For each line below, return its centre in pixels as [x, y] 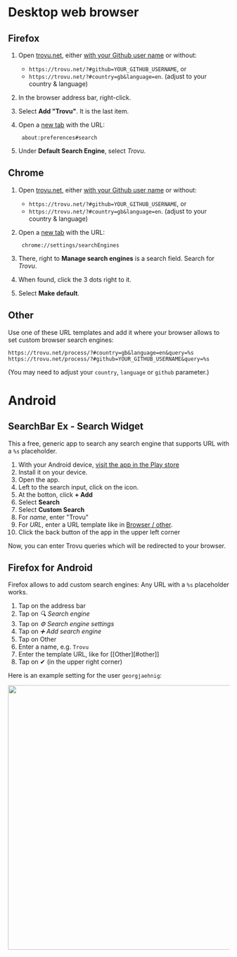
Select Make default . [49, 293]
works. [18, 592]
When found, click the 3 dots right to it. [75, 279]
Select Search [39, 502]
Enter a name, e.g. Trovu [53, 647]
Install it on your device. [53, 472]
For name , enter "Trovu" [53, 517]
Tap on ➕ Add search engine [60, 631]
